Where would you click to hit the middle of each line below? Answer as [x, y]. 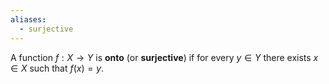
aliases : [28, 19]
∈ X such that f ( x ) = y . [57, 68]
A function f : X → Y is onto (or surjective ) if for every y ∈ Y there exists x [164, 57]
